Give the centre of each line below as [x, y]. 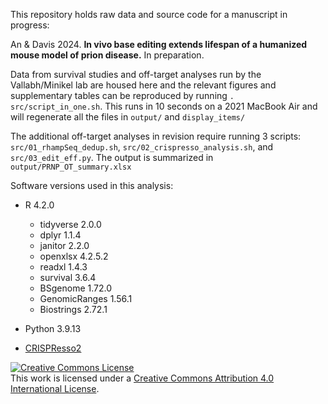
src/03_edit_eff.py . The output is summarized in [112, 157]
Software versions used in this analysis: [92, 185]
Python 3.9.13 [53, 328]
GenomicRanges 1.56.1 [86, 298]
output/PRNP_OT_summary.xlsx [71, 167]
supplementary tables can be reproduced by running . [122, 95]
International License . [55, 388]
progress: [30, 25]
